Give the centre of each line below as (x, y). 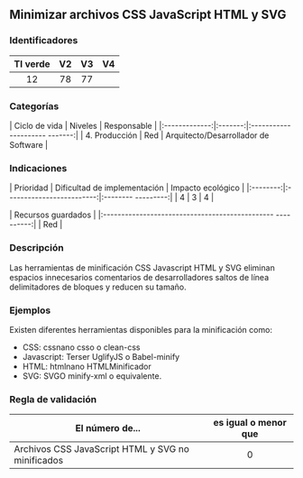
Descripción (37, 248)
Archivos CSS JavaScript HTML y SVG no (101, 449)
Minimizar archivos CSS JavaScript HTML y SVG (148, 15)
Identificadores (44, 41)
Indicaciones (38, 168)
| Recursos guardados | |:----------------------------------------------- (142, 215)
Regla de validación (53, 399)
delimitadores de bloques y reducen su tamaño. (98, 287)
